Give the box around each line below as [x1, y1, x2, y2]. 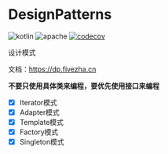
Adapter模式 [19, 108, 60, 117]
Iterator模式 [19, 97, 57, 107]
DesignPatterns [8, 5, 112, 24]
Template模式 [19, 118, 64, 127]
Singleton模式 [19, 137, 64, 147]
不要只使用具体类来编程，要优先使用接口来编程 [8, 81, 159, 90]
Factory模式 [19, 127, 59, 137]
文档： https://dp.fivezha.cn [8, 64, 97, 74]
